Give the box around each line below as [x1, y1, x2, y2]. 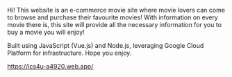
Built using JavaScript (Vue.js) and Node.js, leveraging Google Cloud [7, 42, 204, 49]
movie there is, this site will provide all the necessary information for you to [7, 21, 222, 28]
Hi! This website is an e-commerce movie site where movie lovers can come [7, 6, 226, 14]
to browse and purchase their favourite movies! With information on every [7, 13, 219, 22]
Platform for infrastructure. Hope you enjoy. [7, 49, 132, 57]
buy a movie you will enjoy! [7, 28, 85, 36]
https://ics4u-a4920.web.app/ [7, 62, 94, 70]
